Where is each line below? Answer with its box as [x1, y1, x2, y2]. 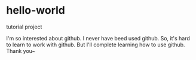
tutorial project [6, 23, 42, 30]
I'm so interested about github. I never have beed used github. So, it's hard [6, 34, 190, 42]
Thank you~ [6, 47, 36, 54]
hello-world [6, 4, 66, 17]
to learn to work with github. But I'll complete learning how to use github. [6, 41, 185, 48]
